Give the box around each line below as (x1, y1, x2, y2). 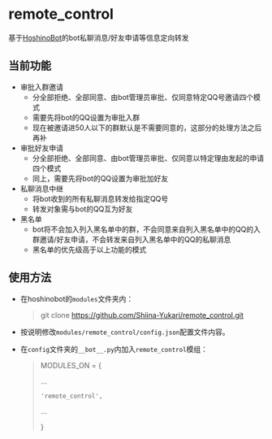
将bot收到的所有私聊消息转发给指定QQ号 (32, 193, 169, 203)
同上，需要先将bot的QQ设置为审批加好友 (32, 173, 169, 183)
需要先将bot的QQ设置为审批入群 (32, 112, 140, 122)
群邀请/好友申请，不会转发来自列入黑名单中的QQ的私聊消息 (32, 234, 231, 244)
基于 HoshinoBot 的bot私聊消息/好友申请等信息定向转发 (8, 33, 189, 42)
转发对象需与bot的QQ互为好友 (32, 204, 133, 214)
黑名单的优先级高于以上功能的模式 (32, 245, 147, 254)
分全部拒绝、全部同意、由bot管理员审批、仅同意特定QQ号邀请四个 (32, 92, 254, 102)
